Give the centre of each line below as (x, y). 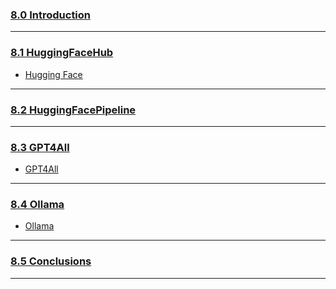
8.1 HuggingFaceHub (62, 53)
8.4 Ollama (37, 205)
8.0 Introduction (51, 15)
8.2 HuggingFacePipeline (73, 110)
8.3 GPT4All (40, 147)
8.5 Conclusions (51, 261)
